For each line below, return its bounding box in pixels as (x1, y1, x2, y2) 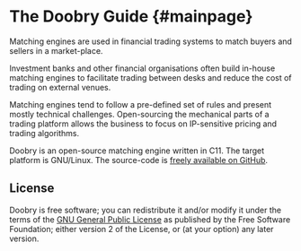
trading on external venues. (9, 82, 111, 92)
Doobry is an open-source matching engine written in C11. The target (9, 145, 265, 156)
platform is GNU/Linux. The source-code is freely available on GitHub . (9, 154, 268, 165)
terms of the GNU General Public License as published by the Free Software (9, 213, 291, 225)
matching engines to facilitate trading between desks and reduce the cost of (9, 72, 292, 82)
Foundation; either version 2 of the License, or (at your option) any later (9, 223, 274, 234)
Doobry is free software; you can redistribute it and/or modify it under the (9, 204, 281, 215)
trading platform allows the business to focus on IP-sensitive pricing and (9, 118, 277, 129)
